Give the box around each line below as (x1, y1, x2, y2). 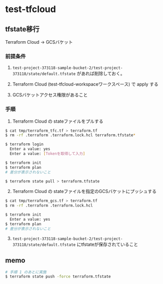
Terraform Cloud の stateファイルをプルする (12, 118, 104, 124)
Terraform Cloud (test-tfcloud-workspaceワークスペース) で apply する (12, 81, 159, 87)
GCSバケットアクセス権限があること (12, 92, 88, 98)
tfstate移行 (5, 25, 40, 33)
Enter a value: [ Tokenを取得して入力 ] (10, 151, 85, 156)
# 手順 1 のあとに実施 (5, 269, 47, 274)
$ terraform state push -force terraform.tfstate (5, 274, 111, 279)
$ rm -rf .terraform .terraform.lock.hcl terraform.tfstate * (5, 133, 136, 138)
